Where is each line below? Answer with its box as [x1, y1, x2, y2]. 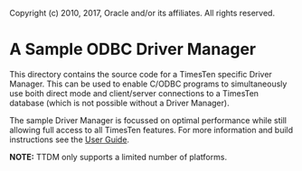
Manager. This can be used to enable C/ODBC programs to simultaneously [9, 78, 288, 89]
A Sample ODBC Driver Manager [9, 40, 257, 59]
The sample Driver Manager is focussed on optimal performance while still [9, 114, 288, 125]
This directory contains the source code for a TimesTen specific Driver [9, 68, 273, 79]
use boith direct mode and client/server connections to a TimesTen [9, 87, 260, 98]
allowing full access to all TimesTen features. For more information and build [9, 124, 294, 135]
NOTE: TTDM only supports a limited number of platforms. [9, 151, 228, 162]
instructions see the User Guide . [9, 134, 129, 145]
